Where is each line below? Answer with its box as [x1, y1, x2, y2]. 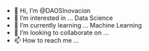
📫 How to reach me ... [13, 37, 79, 44]
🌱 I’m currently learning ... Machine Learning [13, 21, 142, 29]
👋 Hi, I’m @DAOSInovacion [13, 7, 91, 14]
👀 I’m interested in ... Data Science [13, 14, 113, 22]
